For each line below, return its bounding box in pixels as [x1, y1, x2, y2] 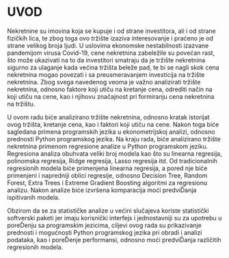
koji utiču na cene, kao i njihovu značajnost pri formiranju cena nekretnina [7, 92, 215, 100]
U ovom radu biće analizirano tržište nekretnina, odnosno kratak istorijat [7, 113, 210, 121]
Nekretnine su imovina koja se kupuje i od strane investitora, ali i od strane [7, 27, 217, 35]
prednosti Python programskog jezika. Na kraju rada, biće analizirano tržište [7, 134, 221, 143]
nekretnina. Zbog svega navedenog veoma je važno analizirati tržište [7, 78, 201, 86]
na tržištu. [7, 99, 36, 108]
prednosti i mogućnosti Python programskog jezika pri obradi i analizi [7, 228, 202, 237]
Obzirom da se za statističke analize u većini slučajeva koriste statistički [7, 207, 210, 215]
